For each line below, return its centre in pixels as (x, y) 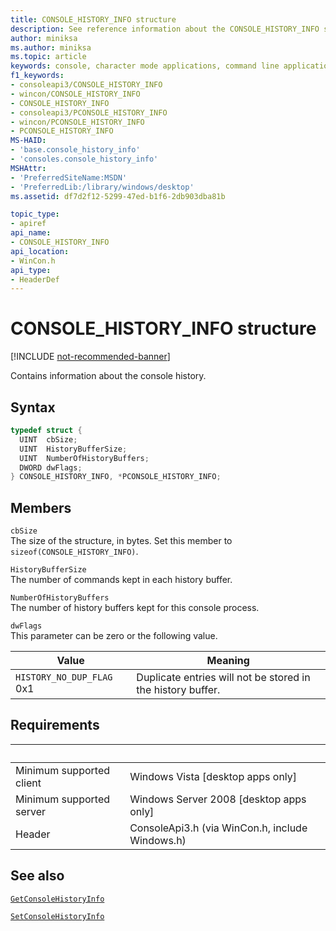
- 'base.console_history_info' (75, 150)
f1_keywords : (37, 76)
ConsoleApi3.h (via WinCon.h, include (218, 828)
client (28, 783)
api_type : (31, 270)
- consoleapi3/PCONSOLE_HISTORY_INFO (89, 112)
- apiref (28, 224)
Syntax (33, 407)
